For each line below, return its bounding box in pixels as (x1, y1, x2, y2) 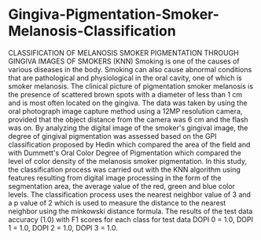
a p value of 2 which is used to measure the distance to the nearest (8, 198, 226, 207)
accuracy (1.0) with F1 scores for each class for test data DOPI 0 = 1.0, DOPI (8, 214, 254, 224)
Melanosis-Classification (8, 22, 177, 40)
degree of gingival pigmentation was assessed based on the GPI (8, 131, 217, 140)
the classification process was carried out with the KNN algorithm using (8, 165, 241, 174)
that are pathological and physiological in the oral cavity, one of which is (8, 73, 242, 82)
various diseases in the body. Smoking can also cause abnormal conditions (8, 64, 252, 74)
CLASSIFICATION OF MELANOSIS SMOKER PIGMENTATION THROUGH (8, 48, 240, 57)
